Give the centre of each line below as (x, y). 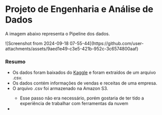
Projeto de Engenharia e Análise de (79, 9)
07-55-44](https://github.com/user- (107, 43)
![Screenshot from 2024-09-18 (37, 43)
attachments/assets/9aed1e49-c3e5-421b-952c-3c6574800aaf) (72, 48)
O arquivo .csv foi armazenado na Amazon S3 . (60, 88)
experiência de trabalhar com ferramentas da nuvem (74, 103)
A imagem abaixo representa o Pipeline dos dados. (57, 33)
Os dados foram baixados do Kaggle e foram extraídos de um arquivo (84, 72)
